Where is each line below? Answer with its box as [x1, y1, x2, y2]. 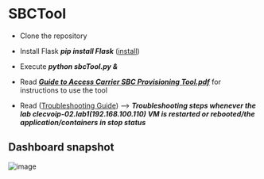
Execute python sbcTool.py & [19, 61, 118, 71]
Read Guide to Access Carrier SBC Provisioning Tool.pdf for [19, 77, 221, 86]
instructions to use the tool [19, 85, 108, 95]
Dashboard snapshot [8, 140, 115, 154]
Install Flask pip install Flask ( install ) [19, 46, 141, 55]
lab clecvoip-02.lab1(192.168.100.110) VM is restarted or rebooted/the [19, 109, 255, 119]
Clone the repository [19, 31, 87, 40]
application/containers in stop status [19, 117, 146, 127]
